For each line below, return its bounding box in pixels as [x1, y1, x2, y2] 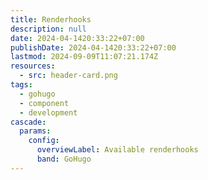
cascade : [10, 117, 47, 127]
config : [28, 136, 60, 146]
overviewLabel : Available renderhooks [36, 145, 199, 155]
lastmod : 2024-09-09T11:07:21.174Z [10, 52, 159, 62]
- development [19, 107, 78, 118]
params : [19, 126, 52, 136]
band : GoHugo [36, 154, 92, 164]
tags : [10, 80, 33, 90]
